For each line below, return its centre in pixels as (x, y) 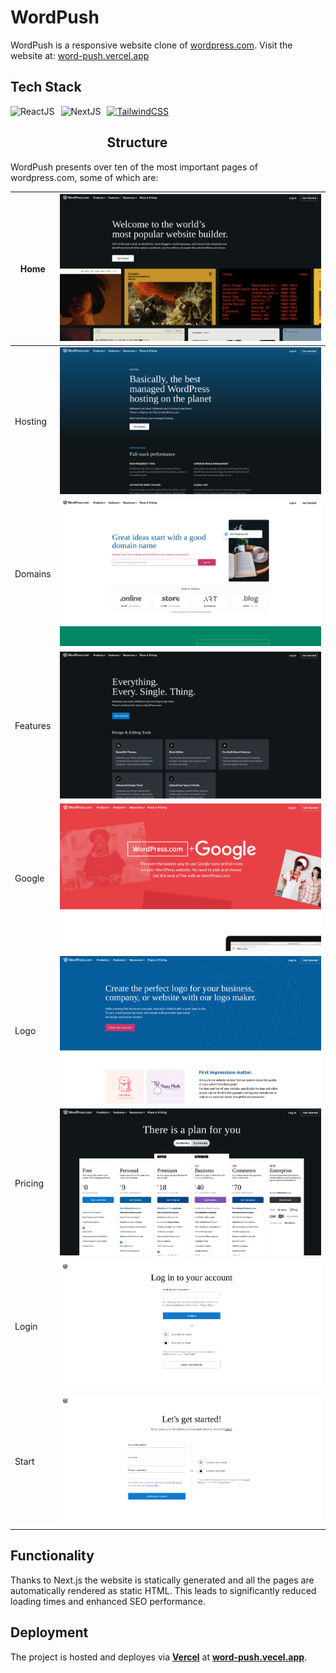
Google (29, 878)
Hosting (31, 422)
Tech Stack (46, 87)
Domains (33, 573)
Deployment (49, 1632)
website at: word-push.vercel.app (80, 55)
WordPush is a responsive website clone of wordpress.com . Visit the (151, 45)
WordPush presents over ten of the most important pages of (134, 167)
